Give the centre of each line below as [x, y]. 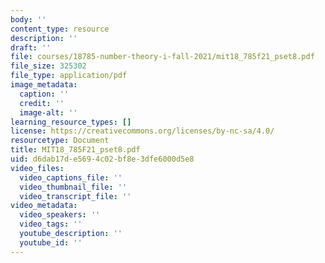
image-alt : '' [48, 112]
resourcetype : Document [60, 141]
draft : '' [31, 47]
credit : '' [42, 103]
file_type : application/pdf [69, 76]
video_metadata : [44, 206]
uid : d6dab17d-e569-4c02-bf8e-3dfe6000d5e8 [102, 159]
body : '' [28, 19]
